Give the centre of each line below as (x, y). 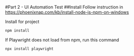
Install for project (22, 22)
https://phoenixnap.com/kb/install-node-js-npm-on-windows (67, 12)
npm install (17, 31)
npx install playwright (29, 49)
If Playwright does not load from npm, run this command (62, 40)
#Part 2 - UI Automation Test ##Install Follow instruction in (64, 7)
